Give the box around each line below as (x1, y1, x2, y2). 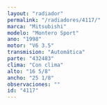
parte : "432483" (7, 55, 54, 62)
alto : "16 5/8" (7, 68, 51, 75)
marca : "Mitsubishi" (7, 23, 67, 30)
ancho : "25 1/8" (7, 74, 54, 82)
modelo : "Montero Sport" (7, 29, 79, 37)
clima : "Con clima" (7, 61, 64, 68)
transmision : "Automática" (7, 49, 85, 56)
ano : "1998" (7, 36, 42, 43)
